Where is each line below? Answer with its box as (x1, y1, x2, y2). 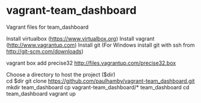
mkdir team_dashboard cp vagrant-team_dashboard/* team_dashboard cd (6, 83, 190, 90)
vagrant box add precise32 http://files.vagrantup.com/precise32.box (6, 59, 176, 66)
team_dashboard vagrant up (6, 90, 76, 97)
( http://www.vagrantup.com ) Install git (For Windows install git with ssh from (6, 41, 195, 49)
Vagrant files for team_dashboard (6, 23, 89, 31)
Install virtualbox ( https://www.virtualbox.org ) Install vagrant (6, 35, 155, 42)
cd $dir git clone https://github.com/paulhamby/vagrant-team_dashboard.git (6, 77, 195, 84)
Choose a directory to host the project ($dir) (6, 71, 116, 78)
